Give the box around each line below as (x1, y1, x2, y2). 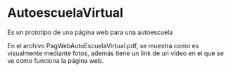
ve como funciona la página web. (7, 56, 104, 64)
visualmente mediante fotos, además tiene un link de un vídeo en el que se (7, 49, 224, 57)
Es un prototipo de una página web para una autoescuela (7, 28, 173, 36)
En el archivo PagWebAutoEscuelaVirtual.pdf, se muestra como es (7, 41, 199, 50)
